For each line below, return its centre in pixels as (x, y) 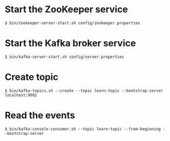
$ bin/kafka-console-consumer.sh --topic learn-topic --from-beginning (83, 129)
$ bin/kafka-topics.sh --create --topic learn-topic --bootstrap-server (84, 90)
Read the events (40, 115)
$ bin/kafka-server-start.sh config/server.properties (65, 57)
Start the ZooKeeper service (67, 9)
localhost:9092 (21, 95)
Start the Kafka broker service (70, 43)
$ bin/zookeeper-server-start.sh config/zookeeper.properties (72, 23)
